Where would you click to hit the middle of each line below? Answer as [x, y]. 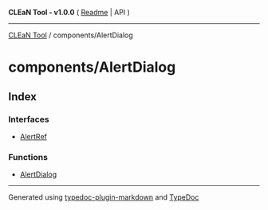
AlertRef [33, 136]
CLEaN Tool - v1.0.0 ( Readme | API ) [69, 12]
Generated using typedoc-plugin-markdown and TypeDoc [104, 197]
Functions [28, 157]
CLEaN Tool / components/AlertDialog [71, 35]
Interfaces [29, 119]
